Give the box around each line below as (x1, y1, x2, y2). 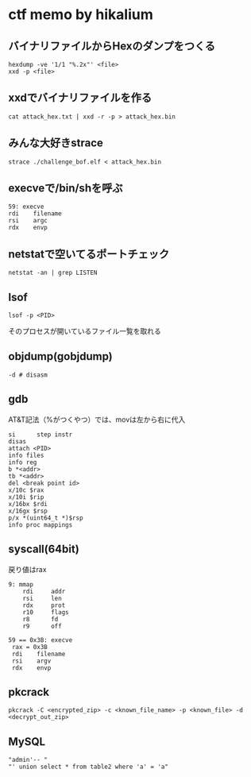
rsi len (22, 594, 62, 602)
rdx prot (22, 601, 66, 609)
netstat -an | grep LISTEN (8, 269, 98, 277)
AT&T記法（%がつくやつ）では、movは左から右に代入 (8, 415, 186, 424)
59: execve (8, 203, 44, 211)
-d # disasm (8, 371, 48, 379)
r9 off (22, 622, 62, 630)
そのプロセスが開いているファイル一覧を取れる (8, 327, 161, 336)
